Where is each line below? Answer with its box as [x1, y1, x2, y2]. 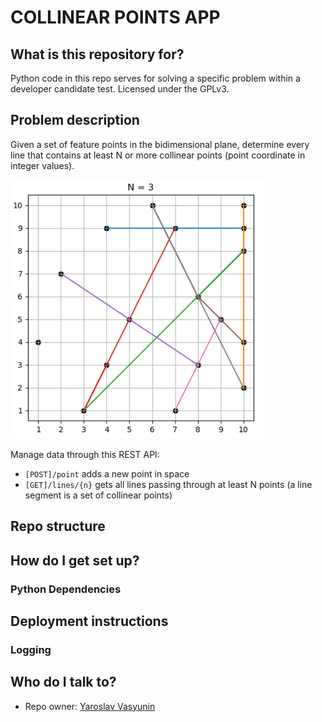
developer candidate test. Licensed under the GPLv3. [10, 83, 230, 95]
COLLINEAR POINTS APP [10, 6, 221, 29]
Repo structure [10, 518, 106, 535]
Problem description [10, 112, 140, 129]
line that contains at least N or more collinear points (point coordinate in [10, 149, 306, 161]
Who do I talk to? [10, 674, 117, 691]
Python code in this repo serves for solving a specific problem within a [10, 72, 301, 84]
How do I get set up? [10, 552, 140, 569]
